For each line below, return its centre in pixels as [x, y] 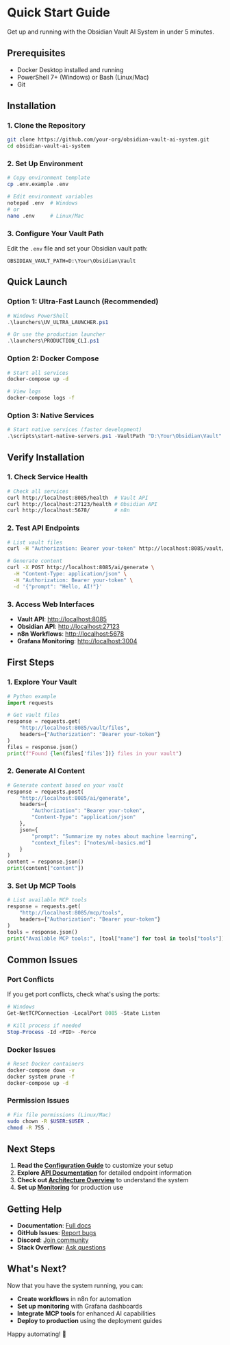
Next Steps [31, 1149]
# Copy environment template [49, 178]
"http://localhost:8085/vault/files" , [75, 728]
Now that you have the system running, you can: [75, 1285]
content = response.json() [46, 862]
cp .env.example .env [38, 184]
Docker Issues [31, 1050]
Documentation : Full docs [54, 1226]
